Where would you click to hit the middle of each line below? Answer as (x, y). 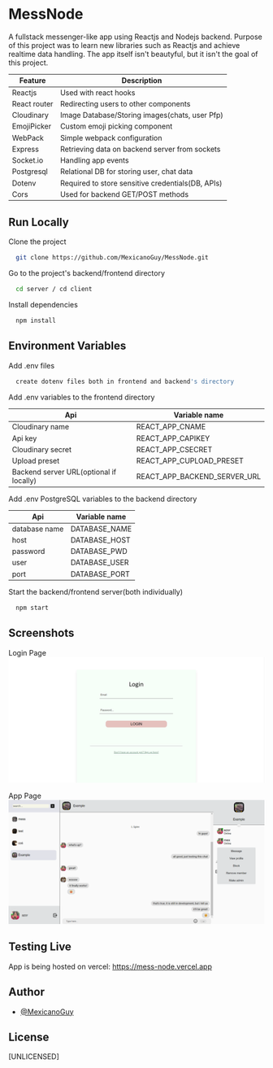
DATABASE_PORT (100, 573)
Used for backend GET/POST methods (124, 194)
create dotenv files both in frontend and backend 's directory (125, 381)
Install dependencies (43, 305)
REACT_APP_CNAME (171, 427)
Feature (32, 81)
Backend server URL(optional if (64, 472)
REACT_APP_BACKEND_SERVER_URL (199, 476)
